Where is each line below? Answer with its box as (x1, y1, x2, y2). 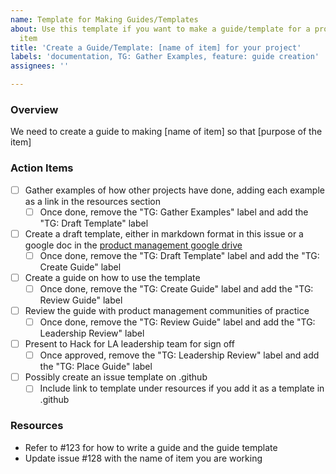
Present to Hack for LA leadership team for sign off (24, 338, 235, 350)
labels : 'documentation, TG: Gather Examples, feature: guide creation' (10, 52, 320, 62)
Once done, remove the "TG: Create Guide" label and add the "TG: (39, 282, 314, 295)
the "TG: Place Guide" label (39, 361, 153, 373)
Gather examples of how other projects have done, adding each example (24, 184, 325, 196)
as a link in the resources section (24, 195, 161, 207)
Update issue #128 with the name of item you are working (24, 452, 263, 464)
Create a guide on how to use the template (24, 271, 201, 283)
